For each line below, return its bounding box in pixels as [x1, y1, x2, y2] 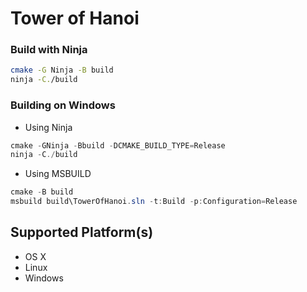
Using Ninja [24, 121, 73, 133]
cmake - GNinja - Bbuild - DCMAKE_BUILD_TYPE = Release [10, 140, 226, 151]
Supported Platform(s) [10, 224, 154, 241]
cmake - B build [10, 187, 74, 197]
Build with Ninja [10, 43, 88, 57]
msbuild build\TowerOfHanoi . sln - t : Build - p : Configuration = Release [10, 197, 298, 207]
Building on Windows [10, 98, 116, 112]
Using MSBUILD [24, 168, 92, 180]
